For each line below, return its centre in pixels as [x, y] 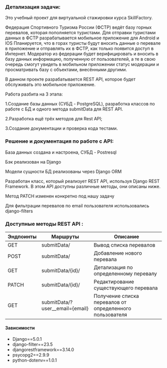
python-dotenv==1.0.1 [35, 360]
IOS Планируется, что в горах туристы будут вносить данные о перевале [83, 43]
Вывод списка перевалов [125, 245]
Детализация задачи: [33, 7]
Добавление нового [118, 253]
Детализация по [113, 267]
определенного [113, 308]
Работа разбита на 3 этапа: [34, 94]
